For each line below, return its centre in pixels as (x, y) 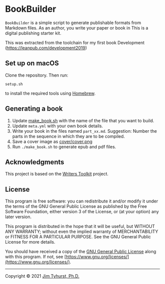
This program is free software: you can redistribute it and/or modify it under (82, 201)
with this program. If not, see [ (36, 257)
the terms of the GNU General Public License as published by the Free (76, 206)
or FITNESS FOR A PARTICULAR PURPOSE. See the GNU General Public (78, 237)
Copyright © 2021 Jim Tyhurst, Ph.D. (42, 276)
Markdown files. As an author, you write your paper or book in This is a (77, 28)
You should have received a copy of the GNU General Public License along (81, 252)
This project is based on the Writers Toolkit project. (57, 174)
